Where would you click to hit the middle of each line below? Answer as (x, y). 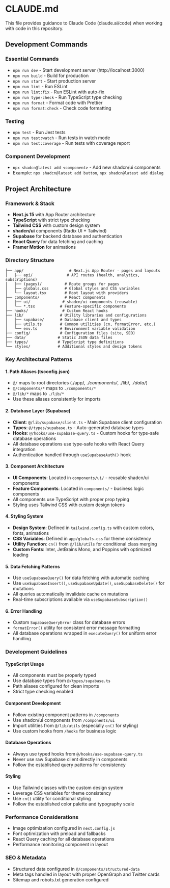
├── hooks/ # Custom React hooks (57, 311)
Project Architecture (38, 189)
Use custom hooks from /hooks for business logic (65, 731)
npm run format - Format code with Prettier (58, 102)
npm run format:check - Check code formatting (62, 108)
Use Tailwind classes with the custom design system (68, 788)
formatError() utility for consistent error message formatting (76, 628)
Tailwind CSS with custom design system (56, 225)
